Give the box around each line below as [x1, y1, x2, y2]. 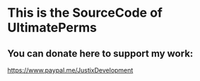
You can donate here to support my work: [7, 47, 194, 59]
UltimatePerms [7, 20, 98, 36]
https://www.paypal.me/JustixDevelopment [7, 66, 134, 74]
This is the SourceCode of [7, 5, 163, 21]
